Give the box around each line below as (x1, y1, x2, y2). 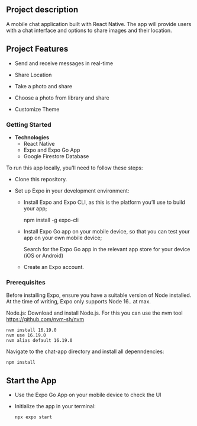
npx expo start (14, 414, 53, 420)
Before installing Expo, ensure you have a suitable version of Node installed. (6, 292, 192, 299)
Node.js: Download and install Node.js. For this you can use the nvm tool (6, 309, 183, 316)
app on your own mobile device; (23, 234, 102, 241)
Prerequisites (6, 278, 46, 286)
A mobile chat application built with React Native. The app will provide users (6, 20, 192, 27)
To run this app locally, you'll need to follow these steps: (6, 164, 143, 171)
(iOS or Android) (23, 252, 64, 259)
